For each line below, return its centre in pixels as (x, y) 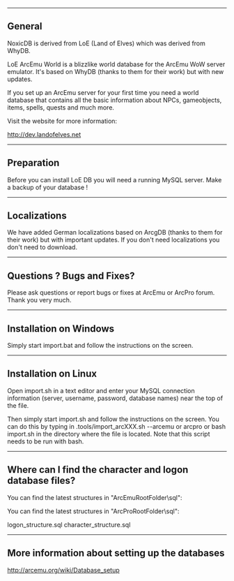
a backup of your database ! (48, 187)
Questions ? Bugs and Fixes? (71, 275)
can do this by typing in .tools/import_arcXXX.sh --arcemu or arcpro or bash (117, 426)
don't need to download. (42, 247)
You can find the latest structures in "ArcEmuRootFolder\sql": (95, 497)
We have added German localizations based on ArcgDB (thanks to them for (115, 233)
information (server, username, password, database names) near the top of (115, 398)
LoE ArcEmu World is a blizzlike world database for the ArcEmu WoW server (116, 64)
